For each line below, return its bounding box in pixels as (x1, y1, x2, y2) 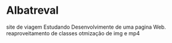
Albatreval (6, 4, 59, 17)
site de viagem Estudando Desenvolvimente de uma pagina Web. (6, 23, 166, 30)
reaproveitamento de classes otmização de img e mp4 (6, 29, 140, 36)
